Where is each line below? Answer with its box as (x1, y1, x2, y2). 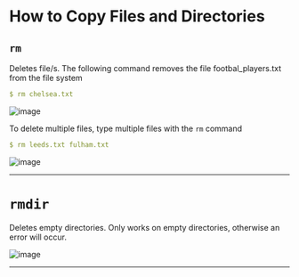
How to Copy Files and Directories (9, 6, 265, 27)
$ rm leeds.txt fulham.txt (9, 140, 109, 149)
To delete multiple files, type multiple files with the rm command (9, 123, 243, 134)
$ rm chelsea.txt (9, 90, 74, 99)
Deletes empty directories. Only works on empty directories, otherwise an (9, 222, 280, 232)
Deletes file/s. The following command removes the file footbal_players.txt (9, 63, 282, 73)
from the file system (9, 73, 83, 83)
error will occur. (9, 232, 67, 242)
